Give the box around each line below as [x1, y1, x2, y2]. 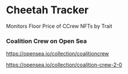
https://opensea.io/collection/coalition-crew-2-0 [6, 61, 122, 68]
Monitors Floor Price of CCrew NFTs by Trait [6, 23, 112, 29]
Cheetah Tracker [6, 3, 89, 17]
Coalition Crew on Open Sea [6, 37, 87, 45]
